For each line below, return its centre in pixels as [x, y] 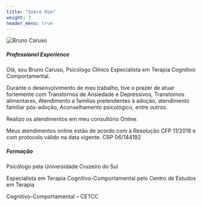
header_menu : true [30, 23]
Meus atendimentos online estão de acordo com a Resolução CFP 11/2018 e [101, 131]
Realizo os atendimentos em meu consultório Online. [72, 119]
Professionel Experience [38, 54]
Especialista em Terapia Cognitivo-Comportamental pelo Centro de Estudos [101, 178]
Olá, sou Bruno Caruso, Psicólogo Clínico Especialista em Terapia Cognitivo [101, 70]
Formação [20, 151]
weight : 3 [19, 18]
